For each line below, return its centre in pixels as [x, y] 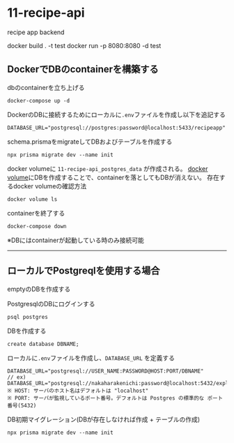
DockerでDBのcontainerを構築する [83, 69]
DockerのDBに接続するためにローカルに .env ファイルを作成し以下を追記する [117, 114]
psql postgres [28, 317]
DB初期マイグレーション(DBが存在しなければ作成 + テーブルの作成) [104, 419]
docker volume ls [32, 199]
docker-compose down [37, 226]
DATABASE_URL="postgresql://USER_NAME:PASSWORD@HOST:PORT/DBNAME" [106, 371]
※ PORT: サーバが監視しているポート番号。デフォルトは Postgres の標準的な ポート [115, 398]
